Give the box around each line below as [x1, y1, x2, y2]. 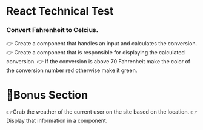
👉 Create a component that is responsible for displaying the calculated [6, 49, 185, 56]
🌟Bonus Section [6, 88, 88, 102]
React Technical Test [6, 4, 114, 18]
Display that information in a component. [6, 117, 108, 125]
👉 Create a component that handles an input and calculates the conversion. [6, 40, 198, 47]
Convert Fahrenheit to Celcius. [6, 26, 99, 34]
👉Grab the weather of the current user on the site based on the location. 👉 [6, 108, 198, 115]
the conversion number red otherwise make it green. [6, 67, 138, 74]
